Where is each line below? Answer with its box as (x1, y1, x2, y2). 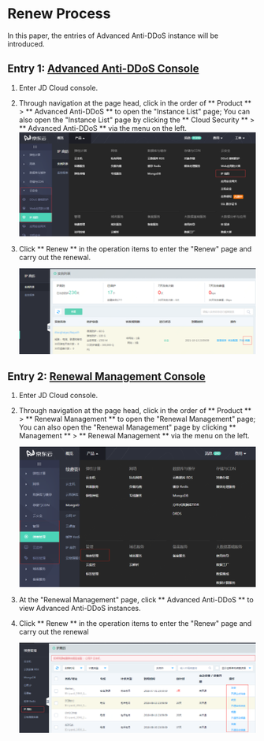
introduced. (7, 39, 45, 48)
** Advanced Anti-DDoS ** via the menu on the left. (18, 123, 187, 132)
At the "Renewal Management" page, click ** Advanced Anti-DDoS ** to (18, 594, 254, 604)
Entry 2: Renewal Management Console (7, 370, 206, 383)
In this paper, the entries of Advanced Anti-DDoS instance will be (7, 31, 218, 40)
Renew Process (7, 5, 111, 23)
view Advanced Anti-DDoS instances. (18, 603, 141, 613)
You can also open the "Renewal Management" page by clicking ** (18, 423, 236, 432)
